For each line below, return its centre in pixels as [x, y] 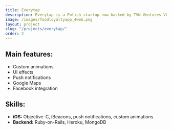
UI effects [23, 72]
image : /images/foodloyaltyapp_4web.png [49, 19]
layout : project [23, 24]
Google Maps [27, 83]
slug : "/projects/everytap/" [36, 29]
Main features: [29, 54]
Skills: [15, 104]
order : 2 [15, 34]
